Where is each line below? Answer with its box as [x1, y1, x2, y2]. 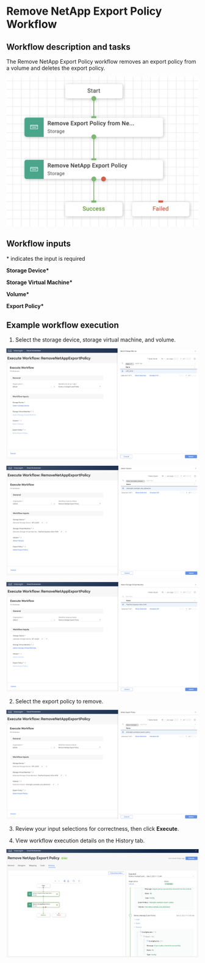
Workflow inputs [6, 239, 71, 249]
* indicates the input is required [6, 255, 85, 262]
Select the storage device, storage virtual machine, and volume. [15, 336, 176, 343]
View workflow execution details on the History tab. [15, 837, 145, 844]
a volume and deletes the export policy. [6, 64, 106, 72]
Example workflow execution [6, 320, 119, 330]
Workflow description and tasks [6, 42, 131, 52]
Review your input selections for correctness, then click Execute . [15, 825, 179, 833]
